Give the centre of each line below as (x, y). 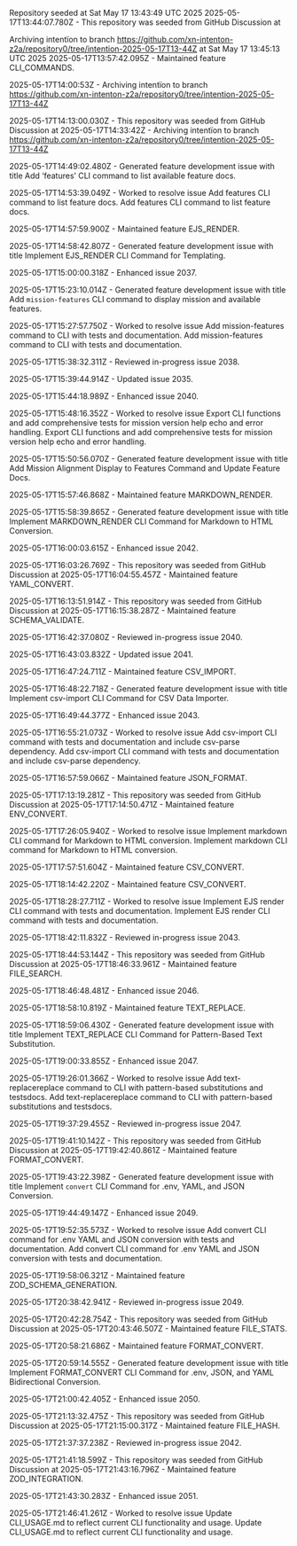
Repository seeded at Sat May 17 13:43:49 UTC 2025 (106, 13)
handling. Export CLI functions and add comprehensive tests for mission (141, 432)
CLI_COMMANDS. (42, 67)
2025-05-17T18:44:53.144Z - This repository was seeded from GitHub (137, 955)
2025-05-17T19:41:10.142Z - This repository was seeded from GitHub (135, 1141)
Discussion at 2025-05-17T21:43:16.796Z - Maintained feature (123, 1469)
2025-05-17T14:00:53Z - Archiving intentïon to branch (109, 85)
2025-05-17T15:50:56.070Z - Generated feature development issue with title (148, 459)
